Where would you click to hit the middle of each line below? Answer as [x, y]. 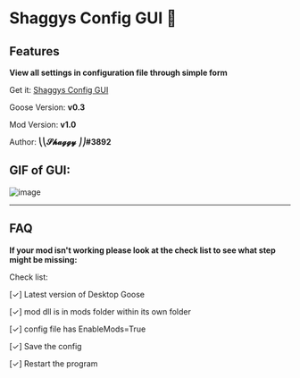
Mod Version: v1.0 [43, 125]
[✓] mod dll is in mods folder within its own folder [100, 311]
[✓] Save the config [46, 346]
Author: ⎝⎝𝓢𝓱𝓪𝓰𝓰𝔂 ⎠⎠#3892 [60, 142]
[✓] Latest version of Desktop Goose [77, 294]
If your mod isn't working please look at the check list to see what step [143, 250]
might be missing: [43, 259]
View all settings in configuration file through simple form [118, 72]
